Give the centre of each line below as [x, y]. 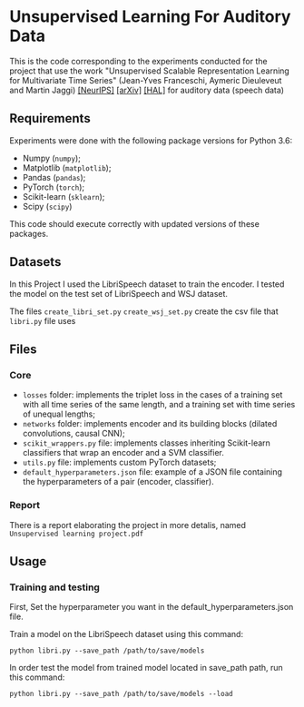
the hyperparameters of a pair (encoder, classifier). [118, 482]
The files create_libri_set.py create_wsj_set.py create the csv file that [144, 311]
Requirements [50, 118]
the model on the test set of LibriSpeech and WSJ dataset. [119, 293]
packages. [29, 233]
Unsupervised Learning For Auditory [150, 17]
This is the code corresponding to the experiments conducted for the [138, 61]
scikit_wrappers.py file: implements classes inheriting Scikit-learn [146, 443]
